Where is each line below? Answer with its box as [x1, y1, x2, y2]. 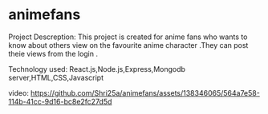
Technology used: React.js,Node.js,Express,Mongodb [8, 64, 186, 73]
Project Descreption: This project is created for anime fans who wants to [8, 32, 248, 41]
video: [8, 88, 30, 97]
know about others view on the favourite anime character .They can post [8, 40, 249, 49]
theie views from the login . [8, 49, 99, 58]
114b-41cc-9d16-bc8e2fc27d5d [8, 96, 112, 106]
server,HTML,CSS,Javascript [8, 73, 104, 82]
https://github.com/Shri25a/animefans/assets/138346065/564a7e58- [30, 88, 261, 97]
